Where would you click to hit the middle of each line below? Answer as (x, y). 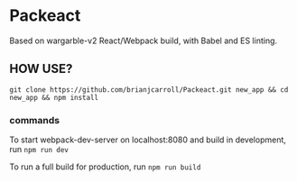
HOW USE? (41, 69)
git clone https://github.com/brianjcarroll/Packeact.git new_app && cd (149, 90)
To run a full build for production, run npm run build (105, 167)
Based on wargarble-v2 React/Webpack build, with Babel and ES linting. (144, 41)
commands (35, 120)
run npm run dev (39, 149)
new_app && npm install (54, 97)
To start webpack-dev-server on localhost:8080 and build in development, (148, 140)
